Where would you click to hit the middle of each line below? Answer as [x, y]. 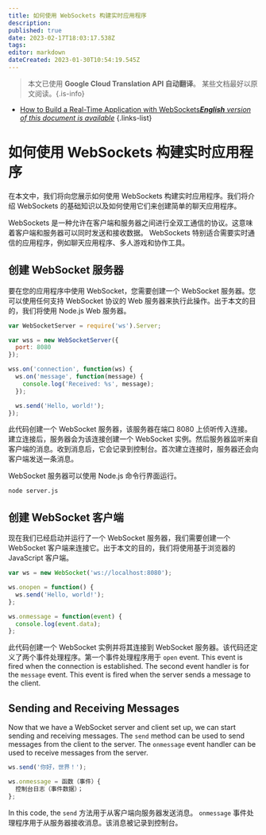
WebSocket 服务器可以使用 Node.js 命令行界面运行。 [94, 476]
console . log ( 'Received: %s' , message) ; [89, 384]
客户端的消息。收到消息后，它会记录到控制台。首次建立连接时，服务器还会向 [133, 449]
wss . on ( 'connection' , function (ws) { [71, 369]
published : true [35, 30]
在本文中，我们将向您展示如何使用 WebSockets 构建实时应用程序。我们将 [128, 196]
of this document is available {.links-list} [86, 118]
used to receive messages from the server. [78, 753]
